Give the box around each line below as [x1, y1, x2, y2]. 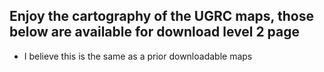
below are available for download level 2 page [9, 24, 301, 41]
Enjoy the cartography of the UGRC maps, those [9, 8, 314, 25]
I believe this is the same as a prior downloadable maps [23, 50, 253, 62]
